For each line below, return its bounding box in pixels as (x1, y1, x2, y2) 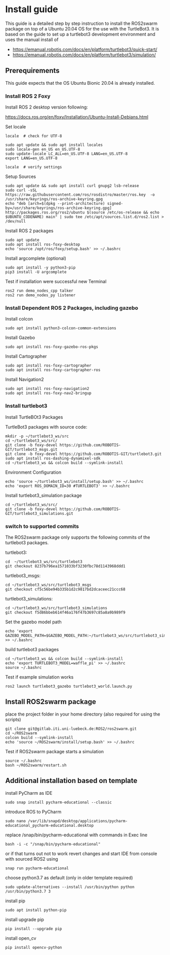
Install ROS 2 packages (5, 228, 54, 234)
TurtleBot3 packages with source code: (5, 423, 88, 430)
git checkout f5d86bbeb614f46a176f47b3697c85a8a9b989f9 (5, 610, 125, 615)
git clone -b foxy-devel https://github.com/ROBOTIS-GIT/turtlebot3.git (5, 451, 162, 456)
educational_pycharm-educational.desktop (5, 823, 94, 828)
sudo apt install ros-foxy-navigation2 (5, 386, 90, 392)
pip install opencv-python (5, 945, 62, 950)
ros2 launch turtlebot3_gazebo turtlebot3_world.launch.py (5, 684, 133, 689)
